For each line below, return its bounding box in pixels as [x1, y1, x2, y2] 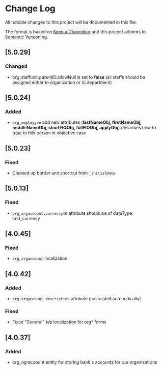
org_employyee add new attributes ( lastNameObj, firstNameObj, [12, 119, 142, 125]
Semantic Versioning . [5, 34, 48, 40]
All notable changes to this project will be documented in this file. [5, 19, 137, 25]
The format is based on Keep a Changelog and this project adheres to [5, 28, 146, 34]
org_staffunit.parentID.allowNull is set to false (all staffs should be [12, 74, 146, 80]
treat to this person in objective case [12, 130, 86, 136]
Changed [5, 63, 28, 70]
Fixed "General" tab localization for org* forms [12, 319, 107, 325]
